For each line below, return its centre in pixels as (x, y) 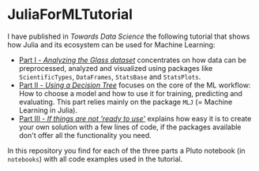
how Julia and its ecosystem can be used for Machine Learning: (111, 44)
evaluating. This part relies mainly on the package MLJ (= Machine (126, 102)
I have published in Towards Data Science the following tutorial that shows (129, 36)
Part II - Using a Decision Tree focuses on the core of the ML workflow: (135, 85)
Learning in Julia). (48, 110)
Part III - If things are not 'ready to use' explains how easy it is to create (135, 118)
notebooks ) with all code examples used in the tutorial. (95, 158)
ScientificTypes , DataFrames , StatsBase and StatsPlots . (110, 76)
